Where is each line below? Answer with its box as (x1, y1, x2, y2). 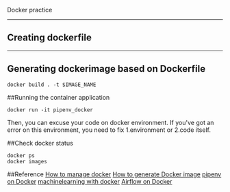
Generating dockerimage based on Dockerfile (7, 63, 206, 74)
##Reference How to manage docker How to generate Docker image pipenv (7, 170, 222, 178)
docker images (7, 158, 48, 165)
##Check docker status (7, 139, 73, 147)
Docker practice (7, 6, 53, 14)
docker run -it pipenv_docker (7, 106, 94, 113)
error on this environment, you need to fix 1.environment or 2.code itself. (7, 126, 211, 134)
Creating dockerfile (7, 32, 92, 44)
